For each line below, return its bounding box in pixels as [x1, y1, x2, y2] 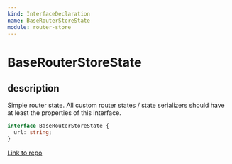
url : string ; [13, 129, 53, 136]
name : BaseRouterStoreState [7, 17, 91, 24]
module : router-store [7, 23, 72, 31]
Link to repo [7, 148, 43, 157]
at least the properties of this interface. [7, 109, 122, 117]
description [7, 82, 60, 94]
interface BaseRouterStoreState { [7, 122, 110, 130]
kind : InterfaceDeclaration [7, 10, 91, 18]
